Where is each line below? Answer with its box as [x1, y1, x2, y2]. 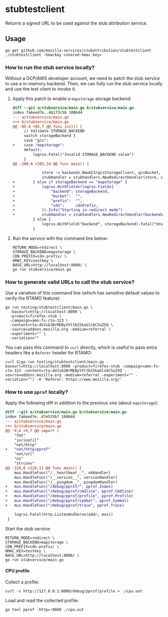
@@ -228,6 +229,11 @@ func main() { [5, 465, 82, 471]
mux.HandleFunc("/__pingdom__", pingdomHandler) [14, 480, 118, 485]
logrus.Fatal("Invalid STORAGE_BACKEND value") [33, 152, 134, 157]
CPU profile [5, 568, 30, 574]
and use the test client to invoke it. [5, 86, 76, 92]
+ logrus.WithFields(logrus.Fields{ [12, 184, 114, 189]
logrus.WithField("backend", [42, 222, 103, 227]
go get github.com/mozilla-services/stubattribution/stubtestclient [5, 48, 151, 53]
